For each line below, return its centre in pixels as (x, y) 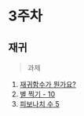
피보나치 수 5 (40, 104)
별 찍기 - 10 (37, 94)
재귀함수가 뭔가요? (47, 84)
